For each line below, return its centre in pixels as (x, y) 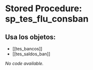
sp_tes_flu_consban (47, 19)
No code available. (24, 63)
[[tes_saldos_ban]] (31, 54)
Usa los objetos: (30, 37)
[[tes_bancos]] (27, 49)
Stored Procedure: (44, 9)
